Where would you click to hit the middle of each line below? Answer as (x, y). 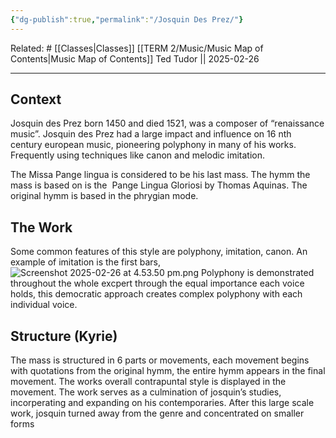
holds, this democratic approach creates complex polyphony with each (156, 294)
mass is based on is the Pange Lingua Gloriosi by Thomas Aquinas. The (159, 185)
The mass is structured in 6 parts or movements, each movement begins (160, 360)
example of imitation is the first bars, (86, 262)
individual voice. (44, 305)
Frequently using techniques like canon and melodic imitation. (138, 155)
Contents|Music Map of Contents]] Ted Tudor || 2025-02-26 (135, 58)
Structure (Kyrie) (64, 336)
